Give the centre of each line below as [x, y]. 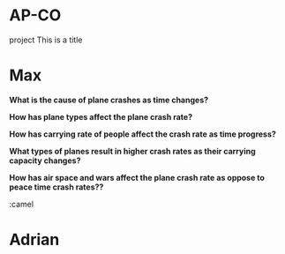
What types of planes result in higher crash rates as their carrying [132, 151]
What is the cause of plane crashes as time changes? [109, 100]
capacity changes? [45, 161]
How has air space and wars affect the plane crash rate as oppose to [137, 177]
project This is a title [46, 40]
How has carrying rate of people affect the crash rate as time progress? [142, 134]
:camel [21, 204]
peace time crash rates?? [56, 187]
